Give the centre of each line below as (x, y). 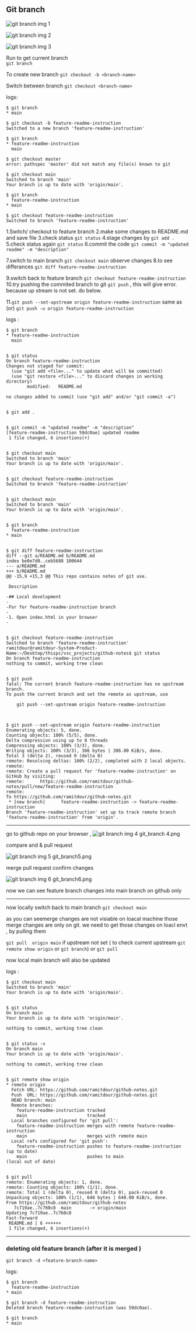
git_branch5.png (72, 856)
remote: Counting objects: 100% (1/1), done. (62, 1187)
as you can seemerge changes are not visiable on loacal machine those (92, 918)
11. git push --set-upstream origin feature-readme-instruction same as (94, 302)
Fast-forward (22, 1218)
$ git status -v (26, 1044)
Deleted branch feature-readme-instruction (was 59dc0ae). (79, 1308)
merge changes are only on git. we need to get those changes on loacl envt (97, 925)
